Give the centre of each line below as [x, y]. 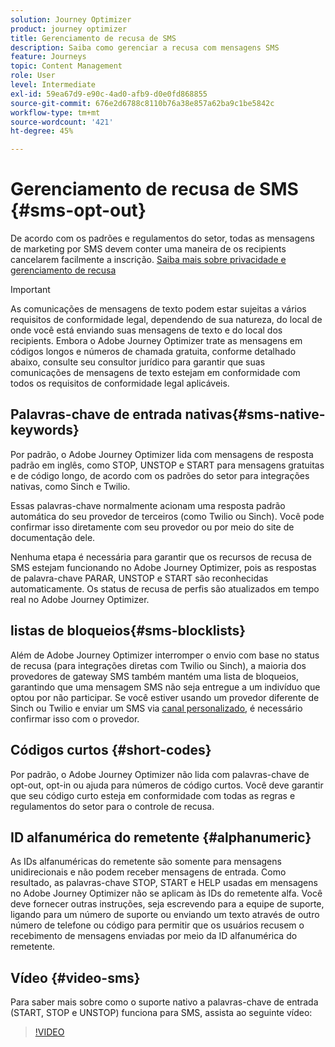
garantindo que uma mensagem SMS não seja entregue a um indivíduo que [165, 687]
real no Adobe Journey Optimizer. [80, 599]
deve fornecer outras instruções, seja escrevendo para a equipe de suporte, [167, 904]
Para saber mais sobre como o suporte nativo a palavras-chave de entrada [164, 1002]
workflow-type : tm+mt [55, 112]
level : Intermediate [53, 85]
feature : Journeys [48, 57]
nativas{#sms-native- [255, 414]
